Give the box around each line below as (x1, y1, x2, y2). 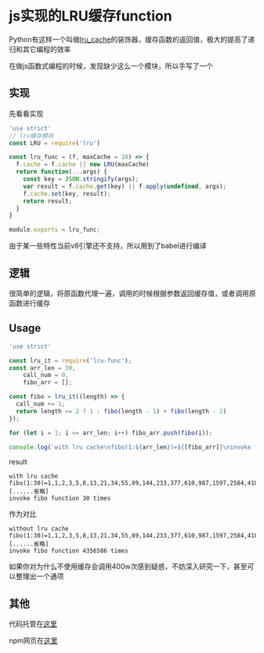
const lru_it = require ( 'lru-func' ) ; (9, 357, 132, 365)
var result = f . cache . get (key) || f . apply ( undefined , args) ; (23, 182, 227, 190)
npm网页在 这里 (9, 636, 58, 645)
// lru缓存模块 (9, 131, 54, 140)
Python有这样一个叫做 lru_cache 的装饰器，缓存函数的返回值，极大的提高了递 (9, 35, 255, 44)
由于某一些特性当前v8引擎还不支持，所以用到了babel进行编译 (9, 241, 207, 251)
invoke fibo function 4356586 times (9, 547, 128, 555)
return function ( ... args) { (16, 168, 108, 176)
